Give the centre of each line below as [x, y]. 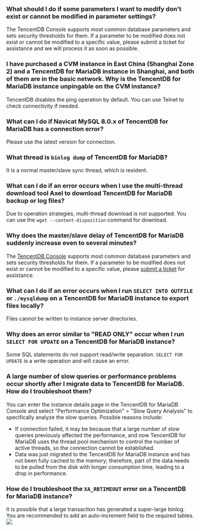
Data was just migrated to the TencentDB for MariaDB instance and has [102, 454]
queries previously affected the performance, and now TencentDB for [100, 435]
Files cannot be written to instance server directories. [72, 319]
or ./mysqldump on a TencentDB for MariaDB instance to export [98, 298]
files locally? [25, 306]
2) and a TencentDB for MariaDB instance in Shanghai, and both [100, 72]
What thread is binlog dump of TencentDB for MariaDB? [87, 157]
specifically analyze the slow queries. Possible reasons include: [84, 417]
